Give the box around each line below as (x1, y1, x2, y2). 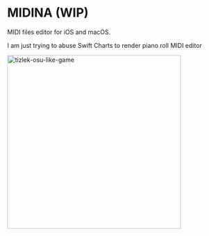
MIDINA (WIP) (7, 5, 89, 21)
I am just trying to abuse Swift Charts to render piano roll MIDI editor (7, 41, 203, 49)
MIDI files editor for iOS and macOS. (7, 28, 111, 36)
